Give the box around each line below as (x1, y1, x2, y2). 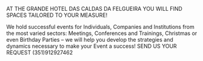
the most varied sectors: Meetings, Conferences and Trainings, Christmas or (6, 30, 198, 37)
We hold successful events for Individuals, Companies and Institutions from (6, 24, 195, 30)
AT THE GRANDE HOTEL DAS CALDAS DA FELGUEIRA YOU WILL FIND (6, 5, 183, 12)
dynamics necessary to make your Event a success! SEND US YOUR (6, 42, 177, 50)
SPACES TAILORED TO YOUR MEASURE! (6, 11, 108, 19)
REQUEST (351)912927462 (6, 49, 73, 56)
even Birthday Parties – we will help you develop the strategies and (6, 36, 174, 43)
